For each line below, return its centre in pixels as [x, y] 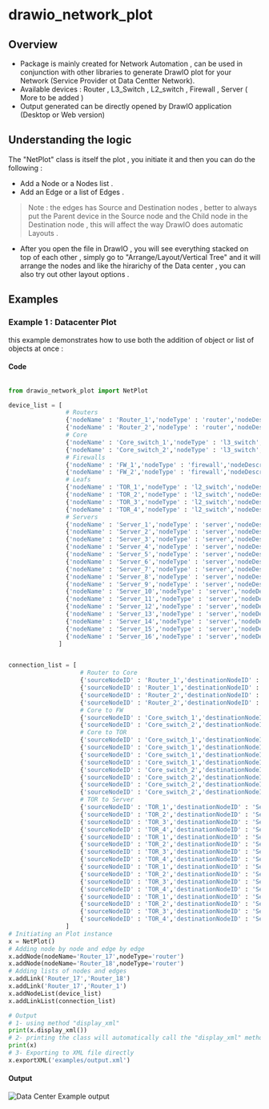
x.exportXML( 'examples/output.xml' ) [69, 1060]
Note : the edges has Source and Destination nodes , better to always [143, 207]
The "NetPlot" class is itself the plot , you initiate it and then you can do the [132, 159]
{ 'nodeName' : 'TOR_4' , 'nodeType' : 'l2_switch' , [150, 510]
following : [25, 168]
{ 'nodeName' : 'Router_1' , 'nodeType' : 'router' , [150, 420]
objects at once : [36, 348]
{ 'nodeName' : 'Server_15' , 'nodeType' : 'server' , [152, 629]
